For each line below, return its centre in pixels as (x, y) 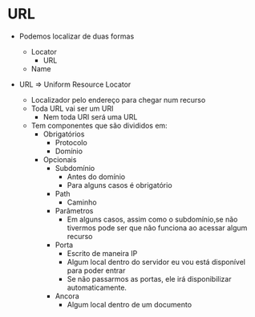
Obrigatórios (64, 134)
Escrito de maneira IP (102, 253)
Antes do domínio (96, 177)
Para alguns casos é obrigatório (120, 185)
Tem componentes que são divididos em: (99, 125)
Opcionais (60, 159)
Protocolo (71, 142)
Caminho (82, 202)
